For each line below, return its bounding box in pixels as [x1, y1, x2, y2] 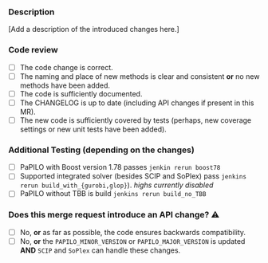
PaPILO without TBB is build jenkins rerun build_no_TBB [19, 189, 207, 198]
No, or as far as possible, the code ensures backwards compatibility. [19, 227, 246, 237]
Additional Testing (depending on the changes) [8, 144, 195, 155]
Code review [8, 45, 58, 56]
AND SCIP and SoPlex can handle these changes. [19, 245, 181, 255]
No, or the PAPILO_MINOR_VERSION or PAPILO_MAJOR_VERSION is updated [19, 236, 246, 245]
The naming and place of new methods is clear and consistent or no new [19, 71, 260, 81]
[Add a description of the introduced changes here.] [8, 25, 179, 34]
